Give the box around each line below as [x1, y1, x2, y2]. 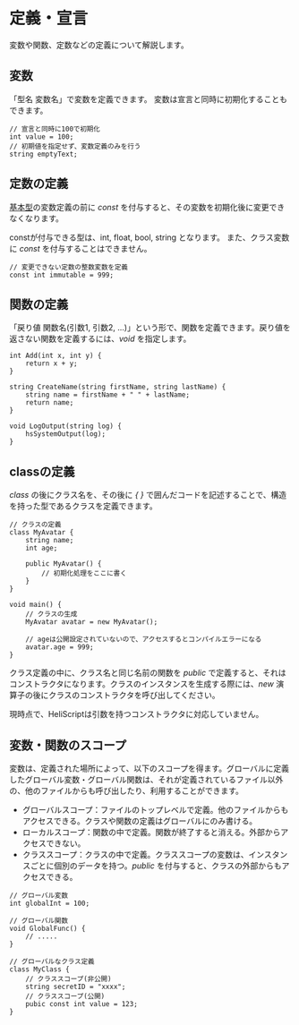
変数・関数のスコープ [9, 738, 127, 753]
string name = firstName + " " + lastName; [25, 390, 191, 399]
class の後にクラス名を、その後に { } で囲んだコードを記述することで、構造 [9, 490, 287, 500]
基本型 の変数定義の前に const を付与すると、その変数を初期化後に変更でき [9, 201, 285, 212]
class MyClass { [9, 965, 70, 974]
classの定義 [9, 464, 75, 479]
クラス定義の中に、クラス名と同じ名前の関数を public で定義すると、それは [9, 668, 286, 679]
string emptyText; [9, 149, 78, 158]
